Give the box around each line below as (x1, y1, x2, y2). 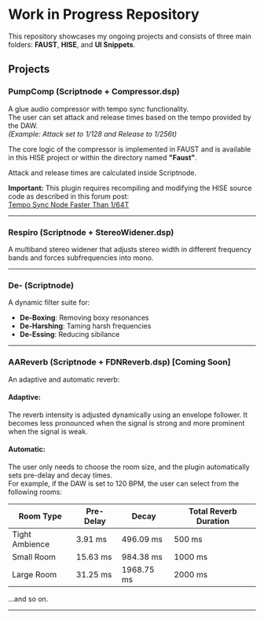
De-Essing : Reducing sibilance (19, 330, 120, 339)
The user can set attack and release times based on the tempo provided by (8, 112, 251, 122)
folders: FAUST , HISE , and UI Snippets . (8, 39, 136, 49)
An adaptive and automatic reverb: (8, 375, 120, 384)
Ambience (12, 538, 49, 549)
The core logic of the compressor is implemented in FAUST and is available (8, 144, 251, 154)
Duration (196, 515, 230, 526)
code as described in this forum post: (8, 191, 130, 201)
